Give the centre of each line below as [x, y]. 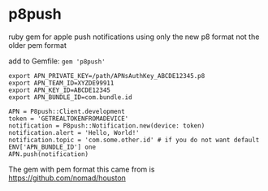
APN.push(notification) [49, 154]
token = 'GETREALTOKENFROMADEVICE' [69, 119]
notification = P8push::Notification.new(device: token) [107, 126]
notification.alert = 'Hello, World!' [74, 132]
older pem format [38, 45]
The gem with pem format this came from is [82, 169]
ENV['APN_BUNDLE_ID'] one [52, 147]
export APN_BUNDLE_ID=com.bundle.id [70, 97]
